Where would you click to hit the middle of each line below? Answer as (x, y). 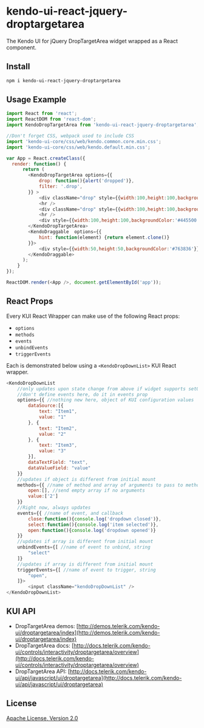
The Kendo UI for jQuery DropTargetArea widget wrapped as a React (92, 41)
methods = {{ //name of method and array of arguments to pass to (100, 485)
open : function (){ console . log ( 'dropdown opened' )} (92, 530)
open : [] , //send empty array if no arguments (87, 491)
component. (21, 47)
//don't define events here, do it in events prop (83, 394)
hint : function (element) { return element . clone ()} (104, 237)
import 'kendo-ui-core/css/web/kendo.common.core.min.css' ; (84, 141)
